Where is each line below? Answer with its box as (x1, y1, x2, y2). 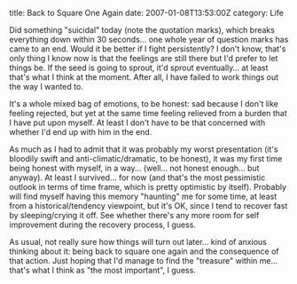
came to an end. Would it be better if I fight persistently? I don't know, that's (9, 43, 286, 54)
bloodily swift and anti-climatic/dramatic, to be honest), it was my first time (9, 154, 283, 163)
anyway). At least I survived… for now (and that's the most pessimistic (9, 172, 266, 183)
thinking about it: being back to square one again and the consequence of (9, 246, 279, 256)
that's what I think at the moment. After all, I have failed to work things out (9, 72, 279, 83)
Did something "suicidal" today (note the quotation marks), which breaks (9, 25, 275, 35)
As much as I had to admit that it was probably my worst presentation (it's (9, 144, 278, 154)
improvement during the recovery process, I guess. (9, 219, 197, 230)
